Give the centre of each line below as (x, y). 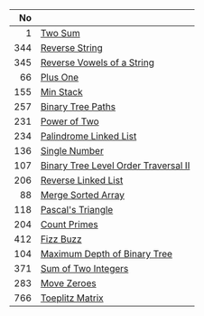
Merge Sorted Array (82, 195)
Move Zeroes (68, 283)
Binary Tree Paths (78, 106)
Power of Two (70, 121)
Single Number (72, 151)
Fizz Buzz (61, 239)
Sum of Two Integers (84, 268)
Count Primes (69, 224)
